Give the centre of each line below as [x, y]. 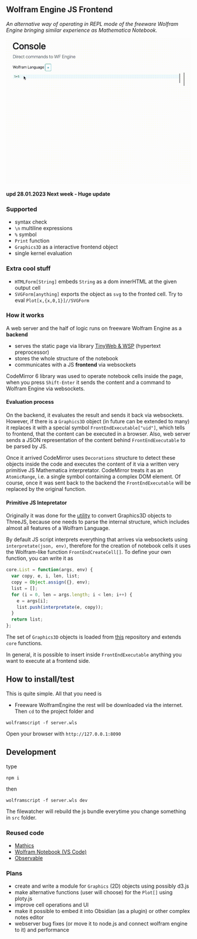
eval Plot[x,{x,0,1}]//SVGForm [52, 300]
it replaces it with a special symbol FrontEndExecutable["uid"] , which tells [96, 428]
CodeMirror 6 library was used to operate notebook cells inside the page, [95, 376]
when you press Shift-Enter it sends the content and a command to [89, 382]
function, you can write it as [40, 558]
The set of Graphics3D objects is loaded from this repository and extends [94, 637]
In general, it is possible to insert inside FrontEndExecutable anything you [94, 655]
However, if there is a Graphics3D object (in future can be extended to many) [98, 422]
